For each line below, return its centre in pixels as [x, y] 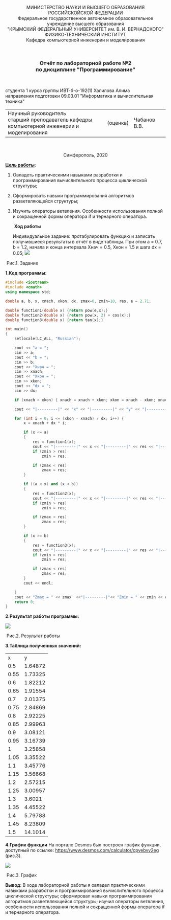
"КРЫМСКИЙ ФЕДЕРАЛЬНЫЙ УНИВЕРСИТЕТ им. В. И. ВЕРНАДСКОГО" [85, 29]
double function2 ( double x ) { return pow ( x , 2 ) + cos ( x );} [68, 315]
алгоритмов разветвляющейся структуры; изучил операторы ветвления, [85, 902]
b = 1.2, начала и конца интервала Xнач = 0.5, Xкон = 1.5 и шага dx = [87, 247]
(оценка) [118, 123]
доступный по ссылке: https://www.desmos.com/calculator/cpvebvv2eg [82, 850]
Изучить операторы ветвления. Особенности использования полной [88, 211]
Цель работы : [21, 165]
